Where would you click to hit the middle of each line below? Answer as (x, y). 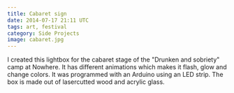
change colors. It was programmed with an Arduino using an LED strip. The (115, 75)
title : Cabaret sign (37, 14)
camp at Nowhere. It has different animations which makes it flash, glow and (117, 67)
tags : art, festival (37, 27)
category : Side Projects (43, 33)
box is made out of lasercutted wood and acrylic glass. (86, 82)
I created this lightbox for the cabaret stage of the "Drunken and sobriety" (114, 59)
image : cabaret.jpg (36, 40)
